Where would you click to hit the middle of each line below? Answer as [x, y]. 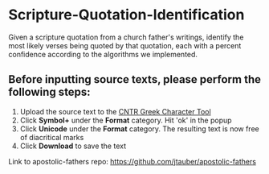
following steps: [49, 92]
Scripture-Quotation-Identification [126, 15]
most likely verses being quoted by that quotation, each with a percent [125, 45]
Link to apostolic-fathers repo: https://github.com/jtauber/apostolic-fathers [132, 161]
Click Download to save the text [73, 146]
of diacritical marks [52, 137]
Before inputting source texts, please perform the [134, 79]
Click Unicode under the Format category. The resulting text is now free [139, 128]
